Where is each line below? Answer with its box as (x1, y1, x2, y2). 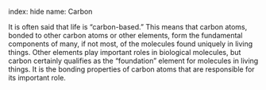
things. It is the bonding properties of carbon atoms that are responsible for (8, 65, 256, 74)
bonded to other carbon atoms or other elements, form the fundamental (8, 31, 243, 40)
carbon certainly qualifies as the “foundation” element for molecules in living (8, 56, 259, 65)
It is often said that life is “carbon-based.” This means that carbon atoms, (8, 22, 248, 31)
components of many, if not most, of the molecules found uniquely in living (8, 39, 253, 49)
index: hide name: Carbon (8, 7, 93, 16)
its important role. (8, 73, 66, 82)
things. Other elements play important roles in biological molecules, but (8, 48, 241, 57)
